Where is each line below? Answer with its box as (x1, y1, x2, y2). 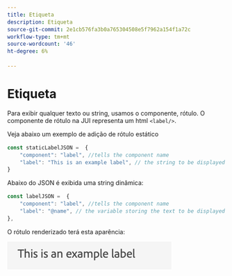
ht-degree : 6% (7, 48, 49, 55)
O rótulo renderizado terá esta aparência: (7, 227, 126, 236)
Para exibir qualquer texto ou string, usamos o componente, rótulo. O (7, 108, 205, 117)
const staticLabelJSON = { (7, 144, 89, 151)
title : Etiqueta (7, 11, 54, 18)
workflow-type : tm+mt (7, 33, 70, 40)
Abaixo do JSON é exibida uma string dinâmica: (7, 179, 144, 187)
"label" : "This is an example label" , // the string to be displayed (19, 159, 226, 166)
